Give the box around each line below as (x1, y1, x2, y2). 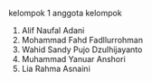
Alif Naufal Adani (21, 25, 85, 35)
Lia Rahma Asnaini (21, 63, 91, 74)
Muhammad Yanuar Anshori (21, 54, 126, 64)
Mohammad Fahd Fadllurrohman (21, 35, 144, 45)
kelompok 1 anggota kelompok (8, 8, 123, 18)
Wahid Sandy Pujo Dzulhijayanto (21, 44, 143, 55)
